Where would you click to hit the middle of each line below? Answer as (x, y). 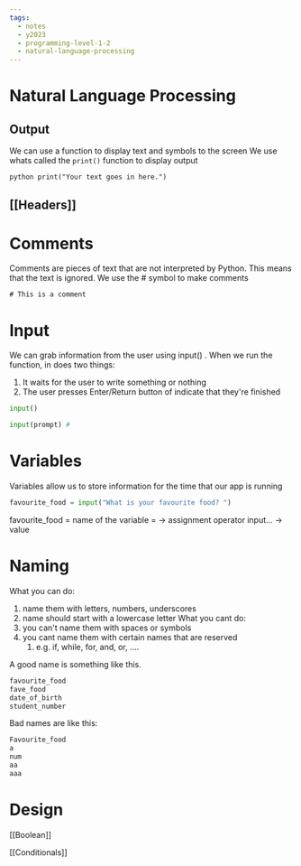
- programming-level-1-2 (64, 43)
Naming (39, 566)
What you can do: (42, 591)
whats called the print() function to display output (104, 161)
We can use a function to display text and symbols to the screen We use (143, 151)
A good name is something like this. (75, 664)
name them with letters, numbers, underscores (109, 608)
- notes (32, 26)
